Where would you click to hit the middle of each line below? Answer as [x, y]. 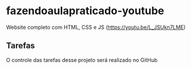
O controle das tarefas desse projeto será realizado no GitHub [82, 60]
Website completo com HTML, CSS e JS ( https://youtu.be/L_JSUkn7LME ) [96, 27]
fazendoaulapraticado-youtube [85, 11]
